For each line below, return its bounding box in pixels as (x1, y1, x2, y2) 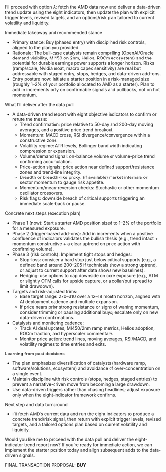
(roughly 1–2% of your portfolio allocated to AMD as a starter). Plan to (12, 81, 155, 87)
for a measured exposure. (12, 225, 65, 231)
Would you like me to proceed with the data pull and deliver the (5, 436, 134, 442)
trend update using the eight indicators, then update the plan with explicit (5, 9, 155, 15)
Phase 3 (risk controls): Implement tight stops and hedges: (12, 251, 132, 257)
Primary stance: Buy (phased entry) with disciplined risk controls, (12, 39, 146, 45)
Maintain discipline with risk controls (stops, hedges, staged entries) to (12, 376, 158, 382)
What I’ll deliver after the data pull (5, 102, 74, 107)
